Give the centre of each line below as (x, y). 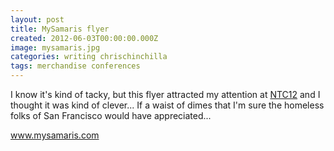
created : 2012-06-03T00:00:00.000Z (84, 38)
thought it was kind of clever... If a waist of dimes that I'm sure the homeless (167, 105)
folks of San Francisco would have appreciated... (111, 115)
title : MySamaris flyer (60, 29)
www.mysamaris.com (55, 135)
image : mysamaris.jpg (55, 47)
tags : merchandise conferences (75, 66)
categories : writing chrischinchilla (89, 57)
